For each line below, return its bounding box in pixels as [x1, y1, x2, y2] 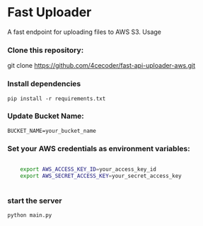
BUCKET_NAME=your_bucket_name [7, 127, 97, 134]
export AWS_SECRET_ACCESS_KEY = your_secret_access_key [20, 172, 182, 179]
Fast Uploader [7, 4, 92, 20]
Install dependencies [7, 79, 81, 89]
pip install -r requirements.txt [7, 95, 106, 102]
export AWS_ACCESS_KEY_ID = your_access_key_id [20, 166, 157, 173]
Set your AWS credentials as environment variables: [7, 143, 190, 153]
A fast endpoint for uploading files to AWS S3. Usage [7, 28, 161, 36]
